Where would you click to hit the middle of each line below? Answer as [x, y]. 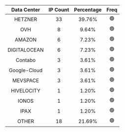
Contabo [26, 60]
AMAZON [26, 40]
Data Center [26, 10]
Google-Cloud [26, 70]
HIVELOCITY [26, 90]
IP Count [59, 10]
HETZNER [26, 19]
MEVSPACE [26, 80]
